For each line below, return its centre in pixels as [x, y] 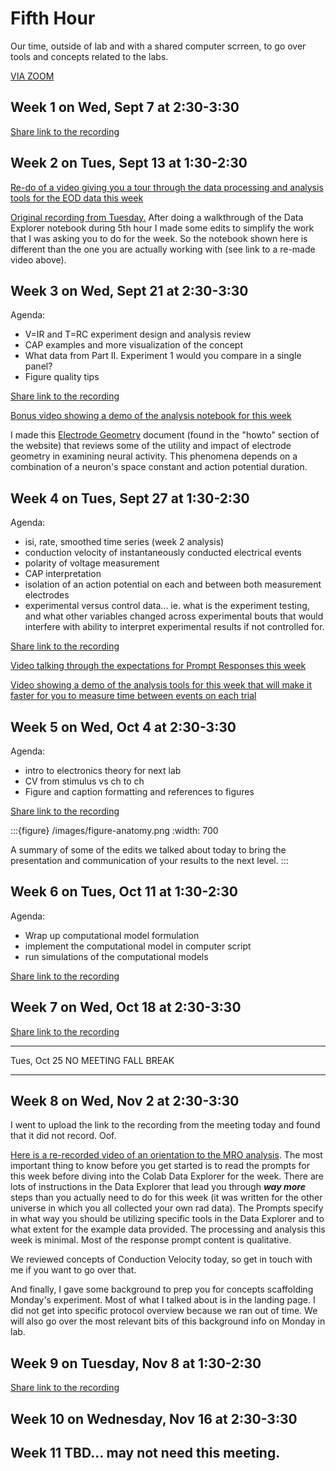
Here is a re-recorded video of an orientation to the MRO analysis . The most [166, 1155]
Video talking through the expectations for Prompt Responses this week [158, 666]
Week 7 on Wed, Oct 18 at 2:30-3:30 [126, 1007]
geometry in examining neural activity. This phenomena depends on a [154, 456]
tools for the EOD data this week [77, 198]
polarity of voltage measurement [92, 563]
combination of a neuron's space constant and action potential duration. [159, 467]
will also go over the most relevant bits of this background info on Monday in [168, 1321]
